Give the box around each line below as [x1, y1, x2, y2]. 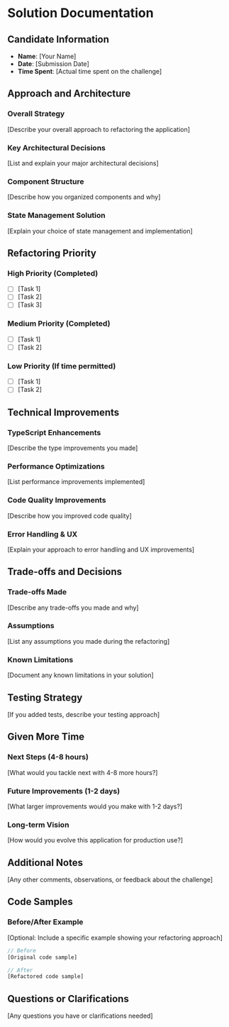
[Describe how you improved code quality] [7, 511, 133, 520]
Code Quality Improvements [7, 495, 106, 505]
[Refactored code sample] [7, 973, 84, 980]
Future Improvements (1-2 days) [7, 786, 121, 796]
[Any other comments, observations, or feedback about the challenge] [7, 875, 213, 884]
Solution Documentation [7, 5, 154, 21]
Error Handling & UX [7, 529, 78, 539]
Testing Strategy [7, 691, 83, 703]
